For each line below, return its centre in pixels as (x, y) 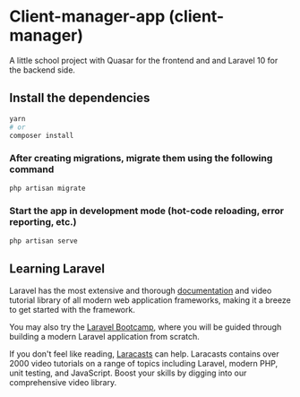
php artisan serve (43, 241)
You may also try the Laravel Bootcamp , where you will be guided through (146, 327)
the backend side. (43, 70)
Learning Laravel (57, 269)
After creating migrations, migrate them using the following (141, 159)
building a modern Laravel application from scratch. (104, 336)
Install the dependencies (80, 98)
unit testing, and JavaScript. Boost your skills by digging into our (128, 373)
